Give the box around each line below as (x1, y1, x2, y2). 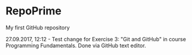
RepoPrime (5, 4, 62, 18)
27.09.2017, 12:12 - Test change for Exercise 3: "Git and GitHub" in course (5, 35, 187, 42)
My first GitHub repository (5, 24, 70, 31)
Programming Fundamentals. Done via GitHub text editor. (5, 42, 147, 49)
